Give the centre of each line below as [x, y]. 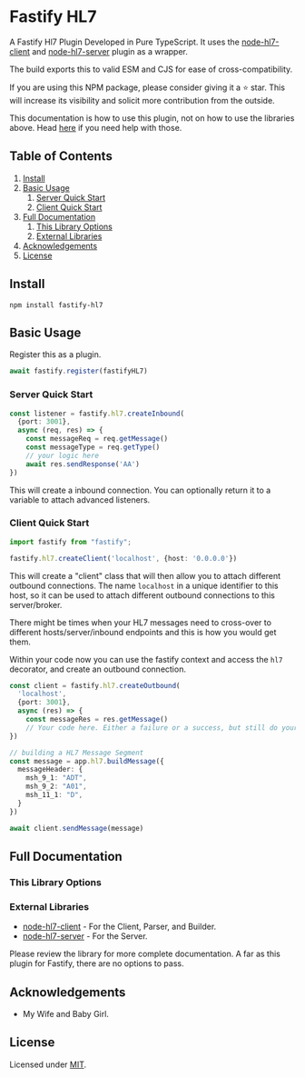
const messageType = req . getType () [93, 447]
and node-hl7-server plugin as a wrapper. [110, 51]
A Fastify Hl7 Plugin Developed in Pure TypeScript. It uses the [125, 42]
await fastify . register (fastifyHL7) [79, 371]
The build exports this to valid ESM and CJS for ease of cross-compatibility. [151, 69]
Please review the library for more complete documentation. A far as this [145, 954]
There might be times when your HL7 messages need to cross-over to [141, 622]
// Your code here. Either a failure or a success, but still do [152, 728]
